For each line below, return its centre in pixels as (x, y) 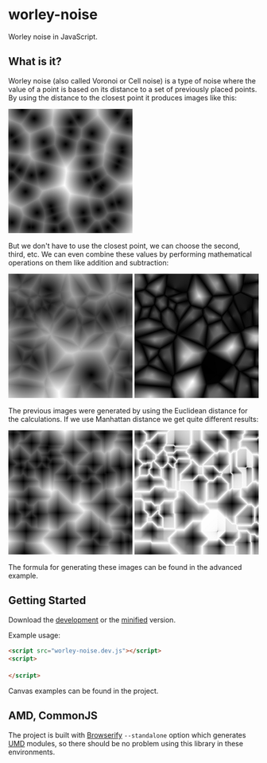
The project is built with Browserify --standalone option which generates (127, 735)
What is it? (35, 62)
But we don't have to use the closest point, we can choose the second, (124, 246)
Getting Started (47, 600)
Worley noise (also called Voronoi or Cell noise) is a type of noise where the (132, 80)
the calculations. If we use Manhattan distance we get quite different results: (133, 419)
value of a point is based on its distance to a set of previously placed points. (133, 89)
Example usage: (35, 635)
